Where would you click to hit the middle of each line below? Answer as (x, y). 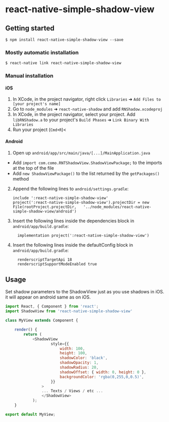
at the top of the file (33, 168)
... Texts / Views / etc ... (72, 391)
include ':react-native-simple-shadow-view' (60, 198)
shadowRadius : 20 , (79, 368)
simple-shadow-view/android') (45, 211)
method (21, 178)
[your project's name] (37, 104)
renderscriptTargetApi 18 (45, 260)
